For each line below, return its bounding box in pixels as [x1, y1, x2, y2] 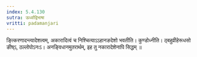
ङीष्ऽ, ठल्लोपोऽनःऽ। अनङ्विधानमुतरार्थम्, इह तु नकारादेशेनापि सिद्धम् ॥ [6, 44, 142, 51]
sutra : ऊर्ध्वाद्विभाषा [6, 15, 45, 21]
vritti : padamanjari [6, 20, 59, 26]
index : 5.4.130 [6, 8, 45, 15]
